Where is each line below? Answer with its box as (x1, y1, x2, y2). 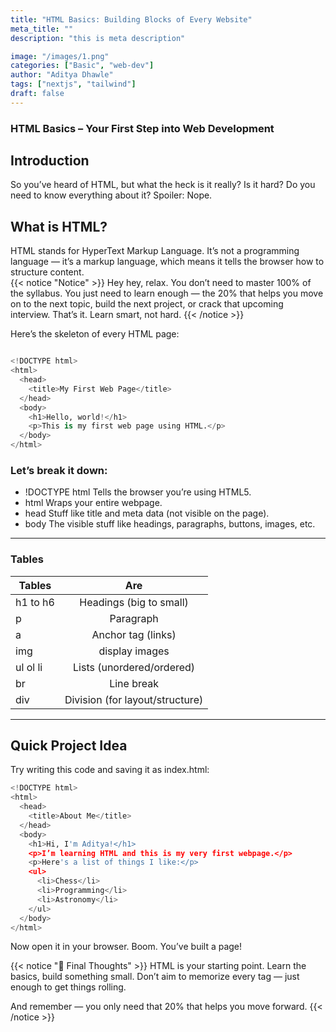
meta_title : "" (10, 24, 74, 34)
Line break (109, 676, 159, 690)
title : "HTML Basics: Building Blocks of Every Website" (10, 14, 253, 25)
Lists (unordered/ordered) (73, 660, 196, 674)
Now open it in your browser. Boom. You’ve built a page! (10, 941, 243, 953)
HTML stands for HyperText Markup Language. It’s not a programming (10, 245, 300, 257)
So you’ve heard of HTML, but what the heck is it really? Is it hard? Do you (10, 179, 316, 191)
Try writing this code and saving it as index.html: (10, 764, 210, 776)
